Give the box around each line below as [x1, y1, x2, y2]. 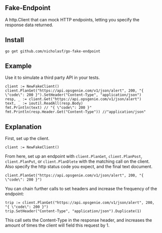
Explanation [5, 123, 42, 131]
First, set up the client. [5, 136, 50, 141]
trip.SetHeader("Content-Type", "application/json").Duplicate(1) [5, 209, 142, 214]
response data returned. [5, 22, 53, 28]
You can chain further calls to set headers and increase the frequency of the [5, 186, 157, 192]
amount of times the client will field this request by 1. [5, 222, 110, 228]
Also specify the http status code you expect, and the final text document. [5, 164, 153, 170]
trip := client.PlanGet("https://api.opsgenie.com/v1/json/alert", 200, [5, 201, 155, 205]
